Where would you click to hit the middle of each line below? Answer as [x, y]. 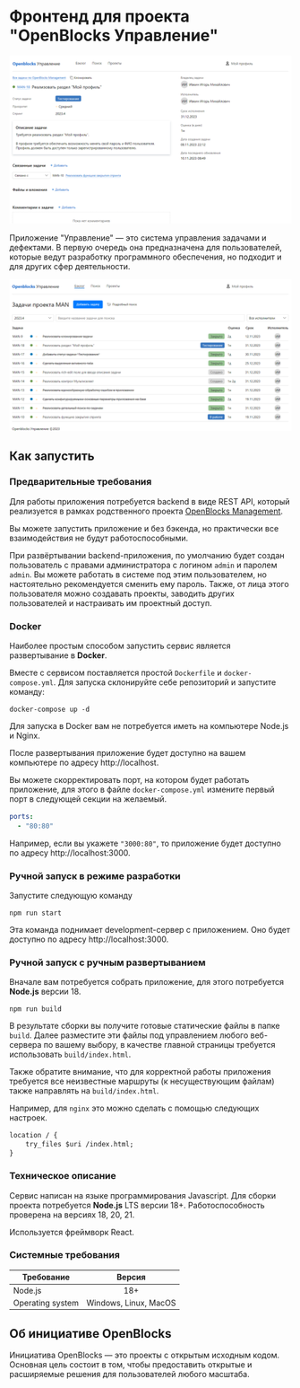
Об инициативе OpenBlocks [90, 1334]
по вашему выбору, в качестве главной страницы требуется [159, 1045]
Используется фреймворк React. [72, 1232]
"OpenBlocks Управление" [114, 35]
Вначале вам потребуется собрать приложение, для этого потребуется [147, 982]
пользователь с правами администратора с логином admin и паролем [143, 565]
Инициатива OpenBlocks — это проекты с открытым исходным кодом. [145, 1355]
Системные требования [65, 1255]
